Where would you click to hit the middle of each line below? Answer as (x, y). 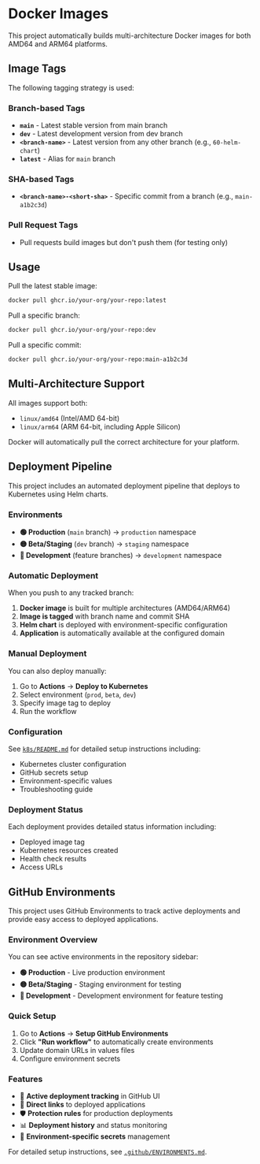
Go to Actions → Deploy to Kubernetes (84, 686)
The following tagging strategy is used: (71, 87)
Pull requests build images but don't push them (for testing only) (124, 242)
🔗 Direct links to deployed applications (82, 1104)
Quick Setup (32, 1016)
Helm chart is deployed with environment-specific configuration (123, 625)
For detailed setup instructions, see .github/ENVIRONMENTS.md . (108, 1151)
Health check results (53, 859)
